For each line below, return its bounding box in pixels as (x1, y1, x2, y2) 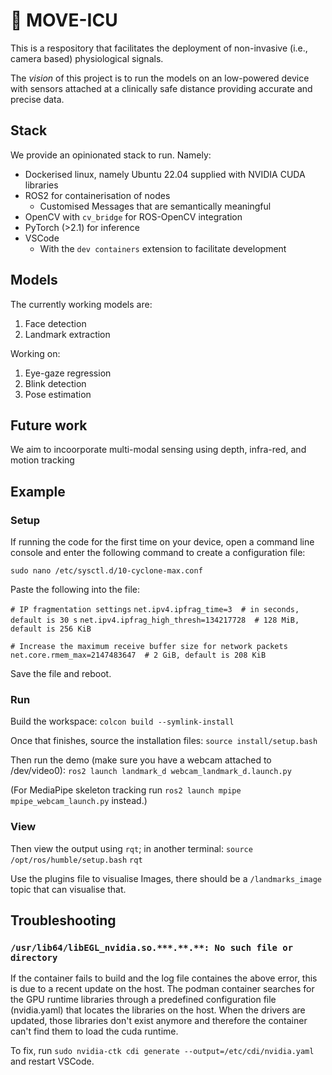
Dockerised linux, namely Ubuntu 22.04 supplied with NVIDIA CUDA (24, 168, 306, 180)
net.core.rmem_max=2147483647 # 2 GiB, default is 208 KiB (10, 650, 267, 661)
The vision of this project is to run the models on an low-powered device (10, 72, 310, 84)
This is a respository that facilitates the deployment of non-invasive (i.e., (10, 42, 308, 54)
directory (10, 952, 58, 963)
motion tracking (10, 454, 75, 466)
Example (10, 483, 66, 500)
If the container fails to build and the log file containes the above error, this (10, 972, 318, 984)
